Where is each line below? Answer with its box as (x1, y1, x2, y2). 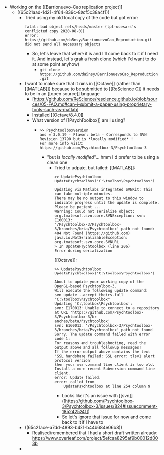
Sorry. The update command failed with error (54, 332, 151, 337)
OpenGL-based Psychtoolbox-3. (54, 284, 117, 289)
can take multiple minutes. (54, 191, 113, 196)
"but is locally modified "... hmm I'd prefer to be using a (47, 154, 159, 160)
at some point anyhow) (32, 61, 80, 67)
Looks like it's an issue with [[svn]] (62, 393, 133, 398)
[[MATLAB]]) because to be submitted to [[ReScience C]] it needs (24, 86, 159, 91)
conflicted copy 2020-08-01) (24, 29, 85, 34)
